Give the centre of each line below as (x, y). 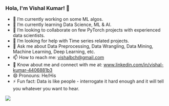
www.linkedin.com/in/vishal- (133, 65)
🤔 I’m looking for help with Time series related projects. (71, 41)
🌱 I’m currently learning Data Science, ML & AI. (62, 24)
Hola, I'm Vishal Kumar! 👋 (38, 8)
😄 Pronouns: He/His (34, 75)
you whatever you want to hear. (46, 89)
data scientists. (29, 36)
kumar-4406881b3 (33, 70)
